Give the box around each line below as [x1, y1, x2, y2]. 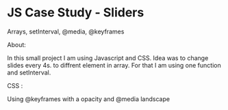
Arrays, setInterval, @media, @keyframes [7, 27, 125, 36]
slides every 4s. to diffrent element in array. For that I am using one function [7, 61, 221, 69]
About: [7, 40, 26, 49]
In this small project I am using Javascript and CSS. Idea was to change [7, 53, 209, 62]
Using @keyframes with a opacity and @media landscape [7, 94, 170, 103]
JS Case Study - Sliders [7, 5, 144, 20]
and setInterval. [7, 68, 51, 77]
